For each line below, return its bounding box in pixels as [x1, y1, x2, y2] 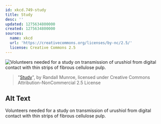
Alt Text [5, 94, 30, 103]
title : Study [5, 12, 33, 17]
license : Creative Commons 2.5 [10, 45, 76, 50]
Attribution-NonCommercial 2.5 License [17, 79, 101, 86]
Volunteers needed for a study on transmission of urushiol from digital [5, 107, 151, 114]
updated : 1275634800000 [5, 21, 56, 27]
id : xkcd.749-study [5, 7, 47, 13]
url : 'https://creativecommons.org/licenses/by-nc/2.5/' [10, 40, 133, 46]
